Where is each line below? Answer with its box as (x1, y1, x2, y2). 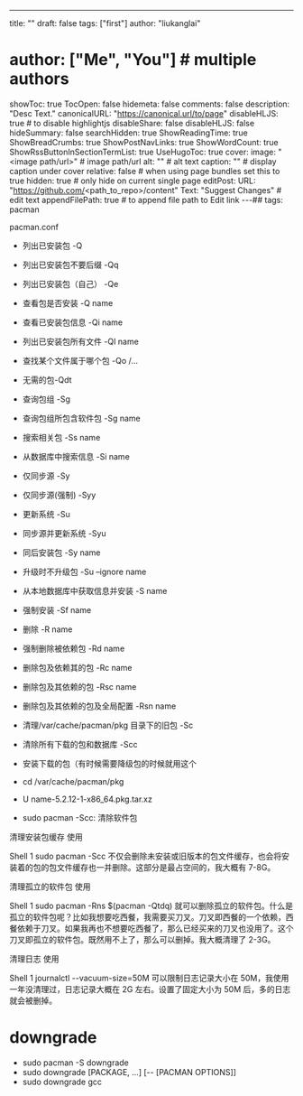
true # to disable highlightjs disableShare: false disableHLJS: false (9, 117, 255, 128)
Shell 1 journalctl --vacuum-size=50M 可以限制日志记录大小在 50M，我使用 (9, 972, 289, 983)
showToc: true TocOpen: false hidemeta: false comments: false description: (9, 98, 290, 109)
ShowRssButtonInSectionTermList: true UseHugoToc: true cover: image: (9, 146, 277, 157)
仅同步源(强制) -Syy (22, 489, 96, 500)
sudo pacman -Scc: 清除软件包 (22, 812, 138, 822)
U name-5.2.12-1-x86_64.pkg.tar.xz (22, 794, 153, 804)
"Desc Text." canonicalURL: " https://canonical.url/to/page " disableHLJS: (9, 107, 279, 118)
